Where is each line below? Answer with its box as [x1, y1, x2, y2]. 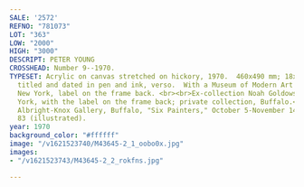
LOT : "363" [9, 30, 51, 39]
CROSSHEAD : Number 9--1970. [9, 64, 116, 73]
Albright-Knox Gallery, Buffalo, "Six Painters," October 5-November [17, 106, 285, 115]
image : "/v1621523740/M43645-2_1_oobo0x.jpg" [9, 139, 184, 148]
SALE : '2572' [9, 13, 59, 23]
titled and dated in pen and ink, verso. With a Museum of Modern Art [17, 80, 294, 89]
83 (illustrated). [17, 114, 88, 123]
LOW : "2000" [9, 38, 54, 48]
